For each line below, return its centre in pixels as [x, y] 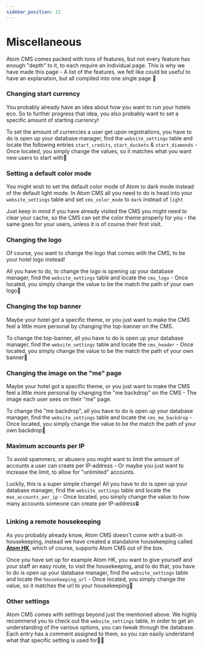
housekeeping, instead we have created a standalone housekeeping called [99, 541]
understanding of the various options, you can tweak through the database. [101, 627]
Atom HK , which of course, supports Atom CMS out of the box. [85, 548]
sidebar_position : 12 [34, 12]
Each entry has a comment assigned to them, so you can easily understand [100, 634]
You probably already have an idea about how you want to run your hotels [98, 107]
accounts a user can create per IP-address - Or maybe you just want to [95, 466]
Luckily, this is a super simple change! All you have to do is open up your [97, 484]
